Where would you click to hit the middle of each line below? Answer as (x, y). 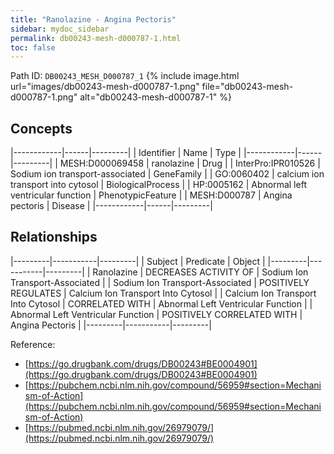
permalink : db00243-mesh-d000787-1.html (96, 38)
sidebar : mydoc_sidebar (60, 29)
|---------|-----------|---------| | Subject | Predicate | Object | (138, 261)
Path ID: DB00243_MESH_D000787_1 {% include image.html (125, 76)
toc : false (33, 47)
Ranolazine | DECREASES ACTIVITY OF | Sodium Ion (200, 272)
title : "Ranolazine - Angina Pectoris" (93, 19)
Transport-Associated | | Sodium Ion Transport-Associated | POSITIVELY (160, 282)
